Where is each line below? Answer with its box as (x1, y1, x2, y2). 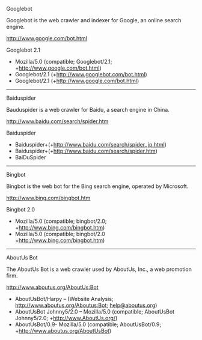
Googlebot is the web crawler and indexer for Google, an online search (6, 17, 182, 23)
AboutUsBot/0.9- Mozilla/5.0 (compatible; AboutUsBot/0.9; (14, 321, 161, 328)
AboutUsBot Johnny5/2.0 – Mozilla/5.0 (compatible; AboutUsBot (14, 308, 175, 315)
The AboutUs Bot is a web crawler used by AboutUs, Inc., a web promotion (6, 266, 192, 273)
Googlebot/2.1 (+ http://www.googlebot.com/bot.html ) (14, 71, 147, 77)
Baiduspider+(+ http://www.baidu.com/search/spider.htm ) (14, 147, 158, 154)
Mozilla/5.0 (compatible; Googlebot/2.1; (14, 58, 112, 65)
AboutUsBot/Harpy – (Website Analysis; (14, 296, 114, 302)
